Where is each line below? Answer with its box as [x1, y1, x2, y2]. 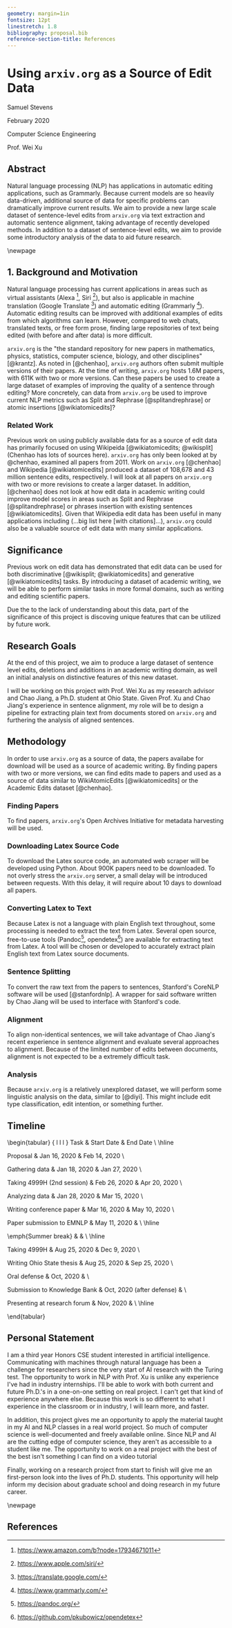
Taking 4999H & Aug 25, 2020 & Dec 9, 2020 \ [7, 1245, 140, 1253]
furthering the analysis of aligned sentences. [7, 716, 135, 724]
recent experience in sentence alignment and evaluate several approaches [7, 1037, 220, 1045]
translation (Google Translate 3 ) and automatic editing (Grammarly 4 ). [7, 301, 204, 310]
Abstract [7, 163, 46, 175]
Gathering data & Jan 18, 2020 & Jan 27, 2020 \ [7, 1165, 142, 1173]
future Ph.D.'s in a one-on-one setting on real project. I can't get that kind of [7, 1387, 223, 1396]
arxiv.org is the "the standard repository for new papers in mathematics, [7, 345, 215, 352]
